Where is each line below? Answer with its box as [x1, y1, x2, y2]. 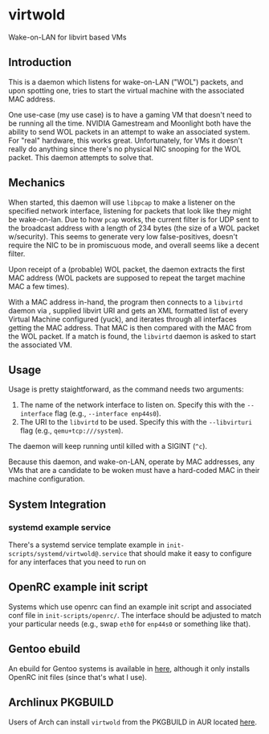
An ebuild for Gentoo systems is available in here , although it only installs [8, 663, 251, 674]
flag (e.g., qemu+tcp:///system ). [19, 425, 124, 436]
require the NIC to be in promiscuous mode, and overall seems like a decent [8, 240, 259, 250]
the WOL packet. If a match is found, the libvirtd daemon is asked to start [8, 331, 256, 341]
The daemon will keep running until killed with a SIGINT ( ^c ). [8, 442, 207, 451]
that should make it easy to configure [128, 549, 252, 558]
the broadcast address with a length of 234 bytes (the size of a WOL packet [8, 223, 259, 233]
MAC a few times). [8, 281, 70, 291]
